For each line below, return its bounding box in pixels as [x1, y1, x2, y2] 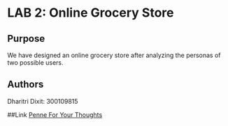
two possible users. [7, 58, 64, 67]
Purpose [7, 33, 45, 45]
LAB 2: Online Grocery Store [7, 5, 174, 21]
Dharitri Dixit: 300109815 [7, 97, 78, 105]
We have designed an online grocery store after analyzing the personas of [7, 51, 221, 59]
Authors [7, 79, 44, 90]
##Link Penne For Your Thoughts [7, 110, 103, 119]
